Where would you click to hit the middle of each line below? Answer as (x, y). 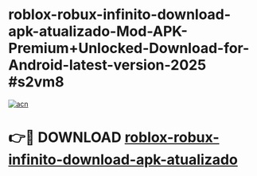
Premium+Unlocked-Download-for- (129, 48)
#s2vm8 (37, 82)
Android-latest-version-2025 (107, 65)
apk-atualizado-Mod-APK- (98, 31)
